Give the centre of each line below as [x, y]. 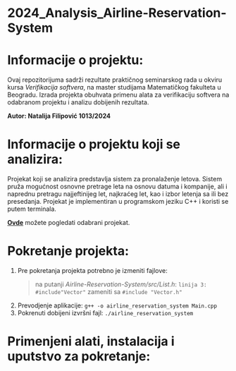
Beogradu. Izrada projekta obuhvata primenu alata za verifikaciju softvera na [118, 95]
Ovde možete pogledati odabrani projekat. [69, 223]
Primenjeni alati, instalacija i [91, 342]
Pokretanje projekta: [68, 251]
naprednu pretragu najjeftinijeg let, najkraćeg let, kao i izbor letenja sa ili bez [118, 194]
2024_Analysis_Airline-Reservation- [117, 13]
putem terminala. [32, 209]
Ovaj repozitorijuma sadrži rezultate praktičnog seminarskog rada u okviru [115, 80]
